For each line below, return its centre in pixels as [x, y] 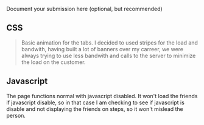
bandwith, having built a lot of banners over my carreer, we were [102, 49]
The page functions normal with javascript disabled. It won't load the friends [102, 96]
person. [16, 115]
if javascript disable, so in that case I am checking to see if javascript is [95, 102]
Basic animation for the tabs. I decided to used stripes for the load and [109, 43]
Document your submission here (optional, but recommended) [84, 9]
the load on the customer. [53, 62]
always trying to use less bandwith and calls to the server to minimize [108, 55]
